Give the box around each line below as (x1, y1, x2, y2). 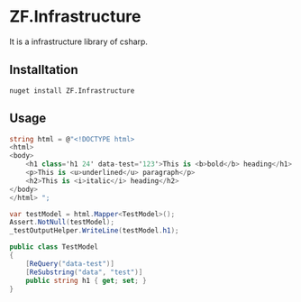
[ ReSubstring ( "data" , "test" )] (25, 268, 143, 277)
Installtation (9, 62, 78, 78)
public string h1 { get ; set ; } (25, 276, 147, 285)
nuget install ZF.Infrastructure (9, 86, 135, 96)
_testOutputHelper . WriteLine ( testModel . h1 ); (9, 226, 179, 235)
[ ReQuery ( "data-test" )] (25, 259, 115, 268)
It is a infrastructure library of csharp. (9, 36, 149, 47)
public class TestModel (9, 243, 99, 252)
